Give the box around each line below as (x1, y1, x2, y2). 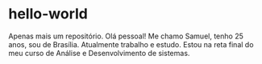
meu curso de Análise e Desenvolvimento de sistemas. (8, 48, 190, 58)
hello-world (8, 5, 89, 23)
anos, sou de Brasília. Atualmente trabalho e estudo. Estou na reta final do (8, 39, 254, 49)
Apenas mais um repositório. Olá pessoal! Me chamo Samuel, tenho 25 (8, 31, 243, 41)
